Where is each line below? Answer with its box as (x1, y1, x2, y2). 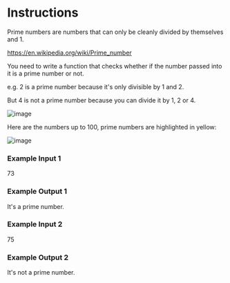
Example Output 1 (7, 187, 68, 197)
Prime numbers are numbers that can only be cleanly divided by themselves (7, 28, 224, 36)
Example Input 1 (7, 154, 61, 163)
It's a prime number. (7, 202, 64, 210)
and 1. (7, 35, 24, 43)
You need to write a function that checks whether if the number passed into (7, 62, 222, 70)
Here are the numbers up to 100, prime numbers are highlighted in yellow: (7, 122, 217, 131)
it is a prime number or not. (7, 69, 84, 77)
